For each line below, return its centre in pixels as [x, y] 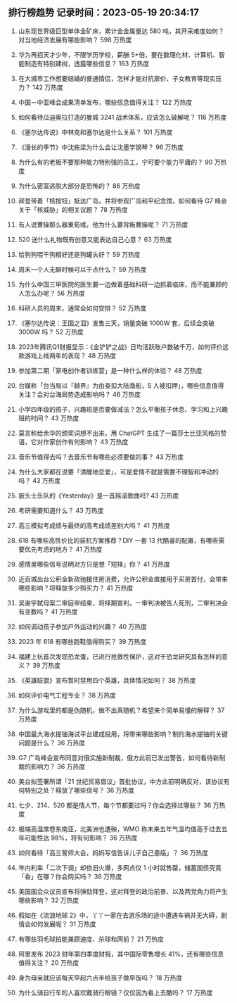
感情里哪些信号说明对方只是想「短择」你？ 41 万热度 [94, 564]
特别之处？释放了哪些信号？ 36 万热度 [79, 790]
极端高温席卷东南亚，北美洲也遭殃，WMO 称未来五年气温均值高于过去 [120, 828]
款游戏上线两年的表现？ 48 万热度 [67, 355]
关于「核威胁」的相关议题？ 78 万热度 [73, 209]
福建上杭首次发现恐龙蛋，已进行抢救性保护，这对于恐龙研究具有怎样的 [120, 656]
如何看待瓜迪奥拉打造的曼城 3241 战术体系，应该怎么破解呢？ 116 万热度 [122, 117]
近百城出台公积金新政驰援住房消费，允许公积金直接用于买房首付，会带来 [123, 579]
